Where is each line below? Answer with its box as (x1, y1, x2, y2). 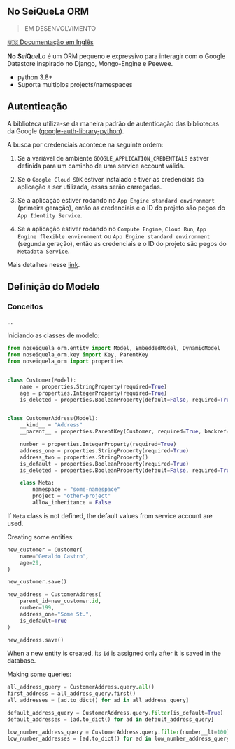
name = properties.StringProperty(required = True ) (20, 383, 168, 390)
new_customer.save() (7, 579, 68, 586)
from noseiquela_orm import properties (7, 358, 124, 365)
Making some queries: (7, 670, 71, 679)
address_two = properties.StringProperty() (20, 454, 149, 461)
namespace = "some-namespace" (32, 486, 120, 493)
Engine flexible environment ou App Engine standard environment (17, 231, 211, 241)
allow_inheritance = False (32, 499, 111, 506)
